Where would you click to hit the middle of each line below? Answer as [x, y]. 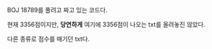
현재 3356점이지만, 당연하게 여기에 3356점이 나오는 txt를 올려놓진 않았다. [106, 24]
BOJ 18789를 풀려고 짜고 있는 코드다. [57, 10]
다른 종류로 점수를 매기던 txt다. [49, 39]
